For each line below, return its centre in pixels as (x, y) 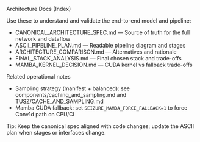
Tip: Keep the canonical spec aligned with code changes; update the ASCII (100, 126)
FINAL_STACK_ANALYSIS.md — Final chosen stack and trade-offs (98, 58)
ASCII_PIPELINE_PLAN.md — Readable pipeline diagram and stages (100, 45)
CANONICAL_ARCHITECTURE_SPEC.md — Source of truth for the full (102, 32)
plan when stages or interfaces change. (56, 133)
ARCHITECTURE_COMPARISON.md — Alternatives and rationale (96, 52)
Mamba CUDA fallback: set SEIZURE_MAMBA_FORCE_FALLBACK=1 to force (101, 108)
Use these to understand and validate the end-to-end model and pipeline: (99, 20)
